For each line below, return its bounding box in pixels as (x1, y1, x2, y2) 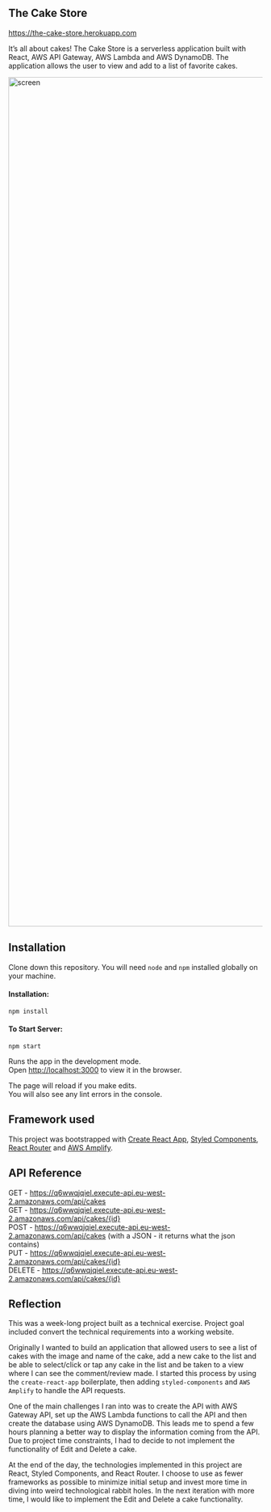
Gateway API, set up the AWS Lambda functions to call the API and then (8, 1410, 248, 1420)
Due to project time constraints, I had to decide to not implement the (8, 1436, 236, 1446)
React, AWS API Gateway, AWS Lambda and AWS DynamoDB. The (8, 52, 229, 61)
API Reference (8, 1167, 82, 1180)
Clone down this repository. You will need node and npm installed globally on (8, 962, 258, 972)
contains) (8, 1239, 40, 1249)
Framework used (8, 1112, 95, 1127)
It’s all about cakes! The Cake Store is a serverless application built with (8, 44, 246, 53)
